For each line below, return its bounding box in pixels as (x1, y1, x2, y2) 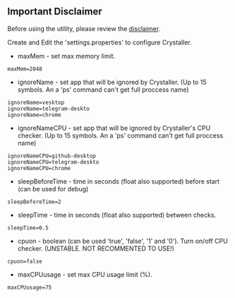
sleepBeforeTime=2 (7, 198, 61, 205)
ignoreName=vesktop (7, 99, 65, 106)
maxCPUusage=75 (7, 284, 52, 291)
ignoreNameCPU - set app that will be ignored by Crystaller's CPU (17, 124, 211, 132)
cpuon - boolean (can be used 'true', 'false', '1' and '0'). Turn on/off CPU (17, 237, 228, 245)
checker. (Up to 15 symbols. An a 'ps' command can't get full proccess (17, 131, 224, 140)
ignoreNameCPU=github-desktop (7, 152, 97, 160)
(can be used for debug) (17, 184, 89, 193)
